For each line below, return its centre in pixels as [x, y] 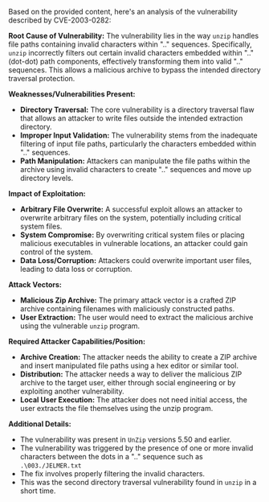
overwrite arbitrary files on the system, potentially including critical [130, 218]
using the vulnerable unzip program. [80, 326]
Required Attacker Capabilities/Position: [77, 342]
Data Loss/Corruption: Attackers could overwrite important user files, [136, 260]
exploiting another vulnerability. [72, 391]
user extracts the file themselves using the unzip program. [116, 408]
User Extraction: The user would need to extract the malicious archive [137, 317]
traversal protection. [42, 78]
